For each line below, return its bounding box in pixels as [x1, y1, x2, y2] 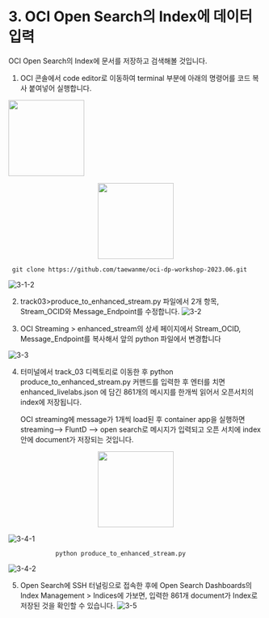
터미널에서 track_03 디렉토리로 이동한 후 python [19, 366, 174, 377]
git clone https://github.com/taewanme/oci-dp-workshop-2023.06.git [11, 265, 248, 274]
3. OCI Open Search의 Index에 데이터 [8, 7, 253, 26]
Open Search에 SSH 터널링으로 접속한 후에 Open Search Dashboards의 [19, 580, 253, 590]
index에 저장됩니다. [19, 397, 82, 407]
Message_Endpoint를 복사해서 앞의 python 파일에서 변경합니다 [19, 334, 221, 343]
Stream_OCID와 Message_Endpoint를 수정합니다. [19, 306, 180, 316]
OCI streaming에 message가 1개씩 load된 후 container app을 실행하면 [19, 414, 246, 424]
